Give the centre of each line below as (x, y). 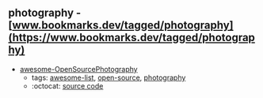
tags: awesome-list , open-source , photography (109, 77)
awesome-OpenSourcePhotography (78, 69)
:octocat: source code (67, 85)
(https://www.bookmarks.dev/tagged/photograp (132, 38)
